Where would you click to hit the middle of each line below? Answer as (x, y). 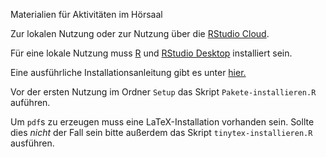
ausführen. (32, 143)
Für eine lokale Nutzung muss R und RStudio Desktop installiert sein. (151, 53)
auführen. (30, 102)
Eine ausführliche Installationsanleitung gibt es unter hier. (128, 72)
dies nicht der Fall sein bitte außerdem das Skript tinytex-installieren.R (161, 132)
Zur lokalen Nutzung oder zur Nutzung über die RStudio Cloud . (140, 33)
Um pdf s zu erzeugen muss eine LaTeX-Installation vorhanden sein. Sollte (162, 122)
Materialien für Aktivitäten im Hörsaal (86, 14)
